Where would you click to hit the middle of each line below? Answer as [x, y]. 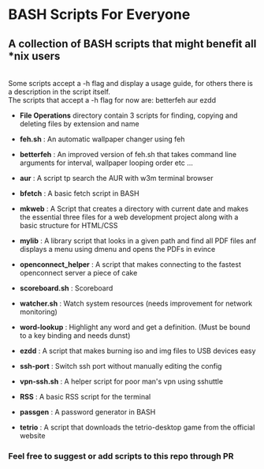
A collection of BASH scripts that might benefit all [132, 44]
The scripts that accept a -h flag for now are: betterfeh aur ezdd [112, 100]
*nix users [34, 56]
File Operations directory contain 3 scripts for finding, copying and [128, 115]
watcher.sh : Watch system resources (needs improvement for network [136, 303]
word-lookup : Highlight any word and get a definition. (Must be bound [135, 327]
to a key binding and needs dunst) [75, 336]
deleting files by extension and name [79, 124]
